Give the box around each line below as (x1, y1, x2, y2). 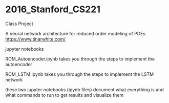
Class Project (5, 20, 33, 27)
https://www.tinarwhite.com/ (5, 36, 66, 42)
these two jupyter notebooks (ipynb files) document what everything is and (5, 86, 164, 93)
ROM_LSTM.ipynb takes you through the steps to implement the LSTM (5, 71, 154, 77)
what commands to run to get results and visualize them (5, 92, 124, 98)
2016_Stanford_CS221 (5, 4, 101, 15)
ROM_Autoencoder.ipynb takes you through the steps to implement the (5, 55, 155, 62)
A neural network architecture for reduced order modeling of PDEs (5, 30, 146, 36)
